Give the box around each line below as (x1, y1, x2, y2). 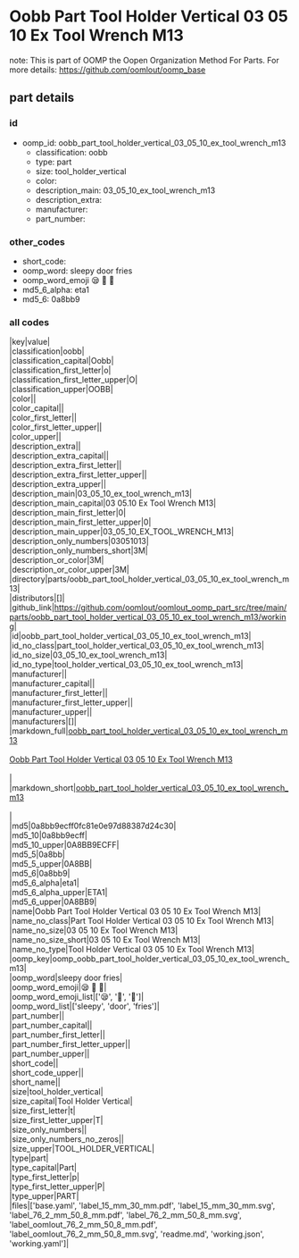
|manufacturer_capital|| (9, 678, 96, 689)
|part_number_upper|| (9, 1048, 90, 1060)
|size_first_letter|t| (9, 1105, 76, 1116)
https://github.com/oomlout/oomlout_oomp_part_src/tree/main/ (54, 602, 287, 613)
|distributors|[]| (9, 592, 65, 604)
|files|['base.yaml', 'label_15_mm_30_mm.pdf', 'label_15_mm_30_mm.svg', (9, 1200, 276, 1212)
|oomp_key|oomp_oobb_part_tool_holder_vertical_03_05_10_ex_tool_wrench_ (9, 953, 290, 964)
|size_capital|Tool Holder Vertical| (9, 1096, 133, 1107)
